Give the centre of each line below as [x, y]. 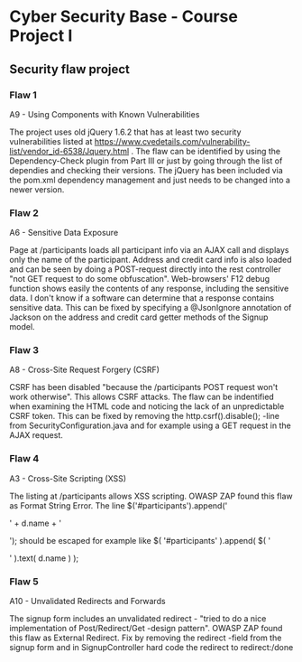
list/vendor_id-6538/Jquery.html [69, 151]
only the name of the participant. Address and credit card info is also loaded [151, 260]
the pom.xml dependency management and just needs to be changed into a [150, 180]
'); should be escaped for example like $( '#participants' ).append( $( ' [140, 540]
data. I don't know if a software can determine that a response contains [142, 298]
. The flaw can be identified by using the [206, 151]
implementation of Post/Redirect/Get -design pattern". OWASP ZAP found [146, 629]
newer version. [37, 189]
